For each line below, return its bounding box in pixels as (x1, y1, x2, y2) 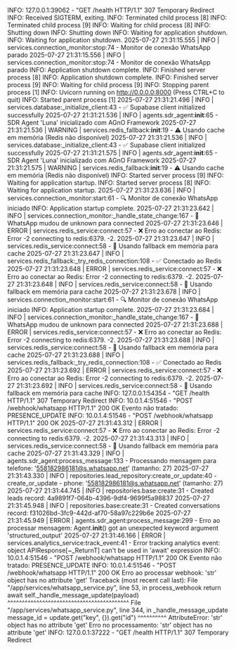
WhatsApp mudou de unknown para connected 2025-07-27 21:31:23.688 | (7, 320, 223, 329)
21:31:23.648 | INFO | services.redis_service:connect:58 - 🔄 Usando (16, 280, 213, 288)
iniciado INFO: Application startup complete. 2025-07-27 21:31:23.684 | (7, 306, 214, 313)
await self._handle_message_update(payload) (7, 591, 139, 599)
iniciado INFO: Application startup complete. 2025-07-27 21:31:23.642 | (7, 204, 214, 212)
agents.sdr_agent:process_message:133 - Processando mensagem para (7, 457, 216, 464)
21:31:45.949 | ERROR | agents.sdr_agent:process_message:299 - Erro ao (7, 516, 221, 524)
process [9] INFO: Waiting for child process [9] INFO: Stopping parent (7, 81, 209, 89)
